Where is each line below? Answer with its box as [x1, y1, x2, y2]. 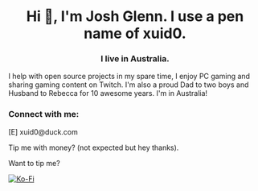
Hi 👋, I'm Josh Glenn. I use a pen [26, 7, 244, 26]
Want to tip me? [8, 158, 60, 168]
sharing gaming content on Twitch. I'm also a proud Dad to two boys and [8, 80, 249, 89]
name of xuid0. [84, 24, 186, 43]
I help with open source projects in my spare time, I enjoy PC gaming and [8, 72, 251, 81]
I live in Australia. [100, 53, 170, 64]
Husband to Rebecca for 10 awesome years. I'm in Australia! [8, 89, 207, 98]
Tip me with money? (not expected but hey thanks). [8, 143, 179, 152]
